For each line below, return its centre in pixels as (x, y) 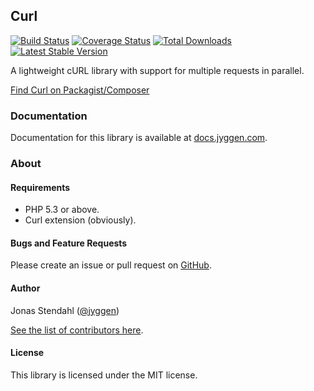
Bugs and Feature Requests (69, 243)
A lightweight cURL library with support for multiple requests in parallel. (157, 70)
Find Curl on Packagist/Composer (80, 90)
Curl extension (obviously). (80, 220)
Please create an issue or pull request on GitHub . (111, 265)
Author (25, 288)
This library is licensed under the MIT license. (104, 375)
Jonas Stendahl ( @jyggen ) (65, 310)
